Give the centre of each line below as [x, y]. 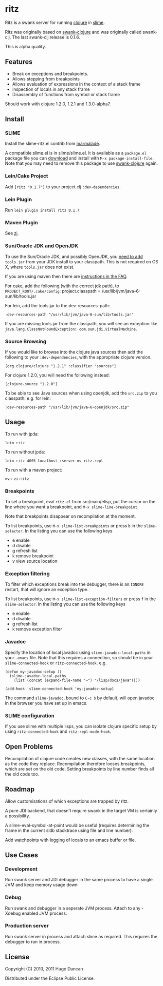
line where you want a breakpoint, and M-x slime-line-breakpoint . [72, 507]
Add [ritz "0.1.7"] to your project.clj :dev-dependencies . [63, 187]
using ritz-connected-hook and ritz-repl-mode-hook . [58, 731]
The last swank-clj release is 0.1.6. [46, 37]
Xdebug [13, 913]
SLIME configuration [30, 715]
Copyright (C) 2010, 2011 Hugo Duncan [44, 968]
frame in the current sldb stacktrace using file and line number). [69, 830]
